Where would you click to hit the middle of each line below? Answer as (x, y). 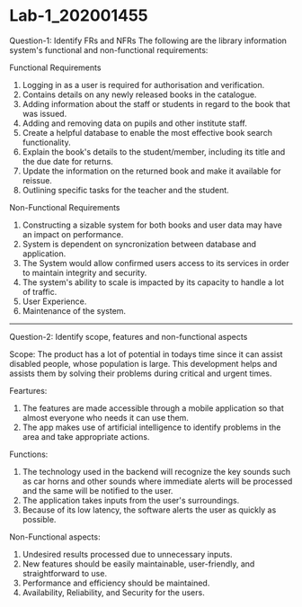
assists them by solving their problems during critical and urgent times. (141, 373)
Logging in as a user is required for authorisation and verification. (143, 85)
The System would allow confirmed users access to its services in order (155, 263)
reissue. (37, 180)
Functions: (29, 454)
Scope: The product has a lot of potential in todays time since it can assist (146, 354)
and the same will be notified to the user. (98, 490)
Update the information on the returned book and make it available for (151, 171)
